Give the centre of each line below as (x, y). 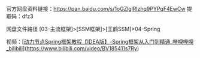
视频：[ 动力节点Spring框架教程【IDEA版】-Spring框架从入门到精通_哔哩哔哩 (100, 42)
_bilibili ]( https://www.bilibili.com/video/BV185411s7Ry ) (73, 48)
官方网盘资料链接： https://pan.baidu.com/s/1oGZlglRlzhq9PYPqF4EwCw (96, 9)
